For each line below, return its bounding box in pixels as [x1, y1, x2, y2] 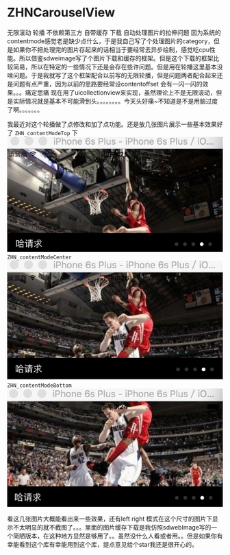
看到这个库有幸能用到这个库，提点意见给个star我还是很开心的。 [18, 540, 199, 548]
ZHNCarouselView [7, 5, 115, 21]
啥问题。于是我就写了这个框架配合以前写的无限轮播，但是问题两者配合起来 [7, 71, 217, 80]
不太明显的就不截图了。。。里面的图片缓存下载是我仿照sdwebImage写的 [12, 523, 212, 531]
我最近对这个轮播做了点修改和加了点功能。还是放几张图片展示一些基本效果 [7, 120, 217, 128]
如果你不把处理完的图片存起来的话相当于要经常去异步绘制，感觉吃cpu [12, 45, 210, 54]
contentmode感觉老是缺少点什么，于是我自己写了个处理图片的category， [7, 36, 214, 45]
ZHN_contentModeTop [14, 130, 71, 137]
